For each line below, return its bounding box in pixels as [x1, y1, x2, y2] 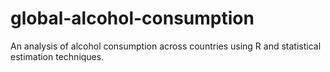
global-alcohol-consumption [10, 7, 255, 30]
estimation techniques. [10, 50, 105, 62]
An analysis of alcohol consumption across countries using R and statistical [10, 40, 322, 52]
